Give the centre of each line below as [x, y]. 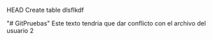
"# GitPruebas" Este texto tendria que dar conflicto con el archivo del [106, 23]
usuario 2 [20, 31]
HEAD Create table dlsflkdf [46, 10]
